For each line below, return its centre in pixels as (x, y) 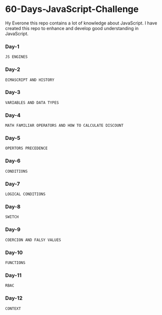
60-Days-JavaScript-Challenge (72, 9)
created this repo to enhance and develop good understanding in (72, 28)
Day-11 (13, 275)
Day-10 (14, 252)
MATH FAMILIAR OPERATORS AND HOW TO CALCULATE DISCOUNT (64, 126)
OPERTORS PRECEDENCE (27, 148)
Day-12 (14, 298)
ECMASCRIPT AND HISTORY (30, 80)
